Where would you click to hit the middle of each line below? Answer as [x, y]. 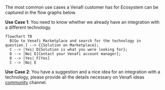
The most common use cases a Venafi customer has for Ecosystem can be [82, 7]
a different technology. [28, 27]
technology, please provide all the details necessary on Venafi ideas [75, 77]
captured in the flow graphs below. [41, 12]
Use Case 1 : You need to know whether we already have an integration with [82, 22]
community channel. [26, 82]
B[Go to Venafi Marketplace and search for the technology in [75, 41]
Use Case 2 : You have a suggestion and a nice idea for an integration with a [83, 72]
